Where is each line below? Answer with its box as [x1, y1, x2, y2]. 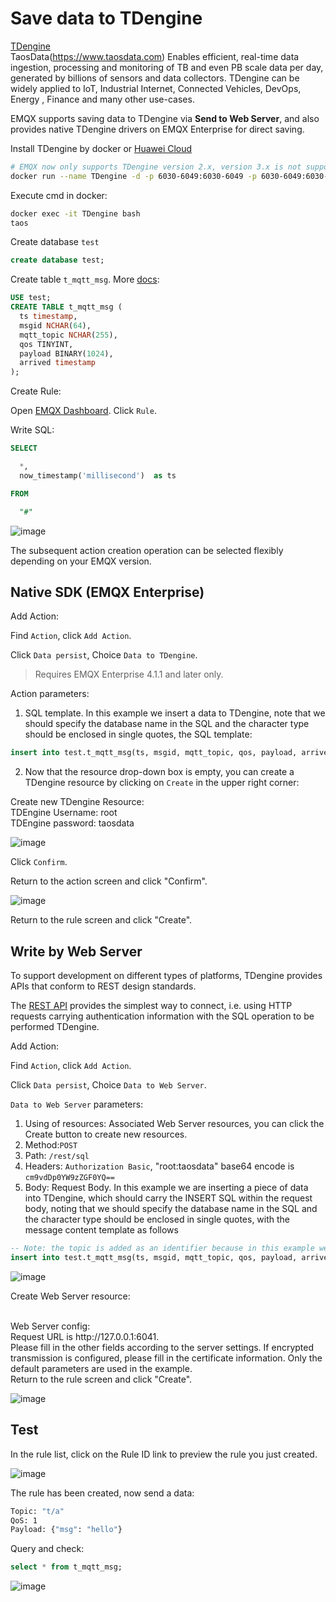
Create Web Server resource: [10, 1290, 131, 1302]
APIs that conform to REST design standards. [10, 980, 197, 992]
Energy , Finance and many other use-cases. [10, 93, 195, 105]
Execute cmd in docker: [10, 189, 108, 201]
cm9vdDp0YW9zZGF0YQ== [24, 1173, 115, 1183]
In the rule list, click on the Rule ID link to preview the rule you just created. [10, 1448, 318, 1460]
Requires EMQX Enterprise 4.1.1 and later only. [34, 668, 224, 681]
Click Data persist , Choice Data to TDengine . [10, 649, 198, 661]
